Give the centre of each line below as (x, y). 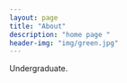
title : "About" (38, 26)
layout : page (34, 18)
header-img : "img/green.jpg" (64, 43)
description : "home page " (60, 34)
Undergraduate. (39, 69)
